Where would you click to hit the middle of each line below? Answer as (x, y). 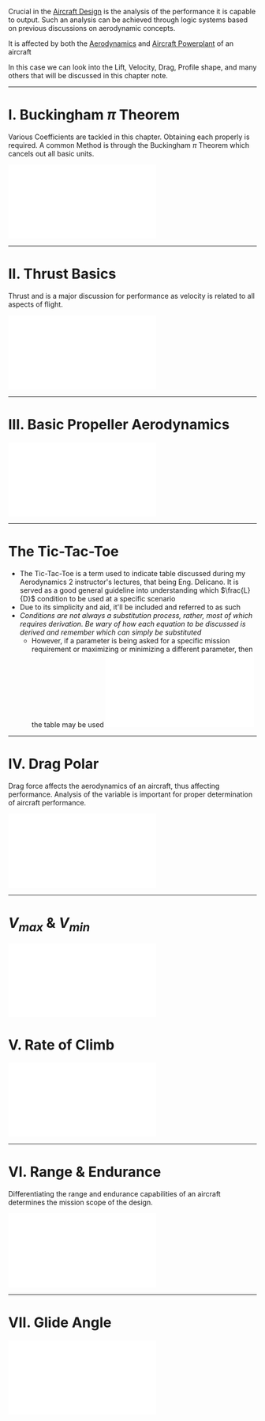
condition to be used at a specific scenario (106, 598)
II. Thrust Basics (62, 274)
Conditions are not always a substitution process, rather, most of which (136, 615)
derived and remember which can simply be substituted (110, 632)
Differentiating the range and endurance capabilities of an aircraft (114, 1194)
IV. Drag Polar (54, 764)
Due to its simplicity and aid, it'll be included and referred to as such (130, 607)
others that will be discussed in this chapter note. (88, 75)
